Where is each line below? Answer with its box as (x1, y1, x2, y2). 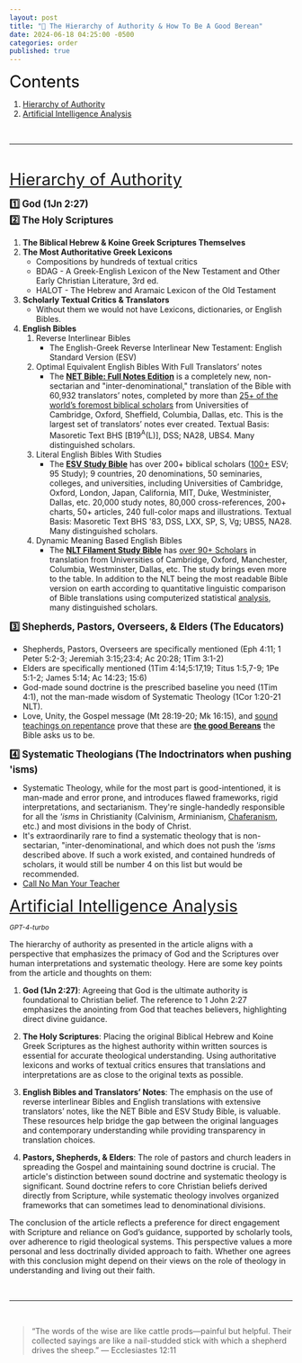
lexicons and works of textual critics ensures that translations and (22, 1059, 266, 1071)
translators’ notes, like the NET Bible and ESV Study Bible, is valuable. (22, 1106, 281, 1116)
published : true (9, 47, 70, 56)
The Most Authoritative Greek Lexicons (22, 247, 173, 257)
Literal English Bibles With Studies (35, 449, 162, 460)
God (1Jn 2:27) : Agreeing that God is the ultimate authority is (22, 984, 249, 995)
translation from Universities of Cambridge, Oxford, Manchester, (49, 554, 288, 565)
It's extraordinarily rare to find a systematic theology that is (22, 829, 242, 841)
